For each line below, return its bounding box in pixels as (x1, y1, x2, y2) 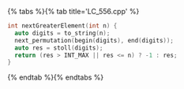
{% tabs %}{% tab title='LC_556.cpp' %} (7, 7, 140, 16)
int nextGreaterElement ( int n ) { (7, 22, 118, 30)
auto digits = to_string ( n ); (14, 29, 111, 37)
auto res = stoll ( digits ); (14, 43, 103, 52)
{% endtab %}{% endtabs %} (7, 72, 104, 82)
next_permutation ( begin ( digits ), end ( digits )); (14, 36, 175, 44)
